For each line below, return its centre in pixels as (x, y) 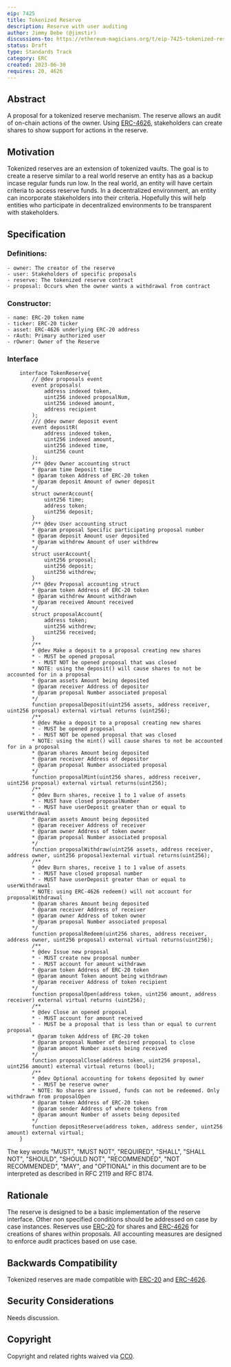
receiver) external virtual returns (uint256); (77, 1000)
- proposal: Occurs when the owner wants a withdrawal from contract (109, 286)
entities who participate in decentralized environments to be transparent (109, 205)
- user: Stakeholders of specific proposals (72, 274)
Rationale (28, 1195)
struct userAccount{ (61, 554)
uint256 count (64, 452)
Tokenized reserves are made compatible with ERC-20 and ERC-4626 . (107, 1279)
